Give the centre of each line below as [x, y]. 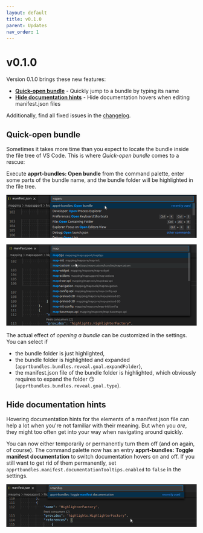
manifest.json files [38, 104]
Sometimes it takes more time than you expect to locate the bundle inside [98, 149]
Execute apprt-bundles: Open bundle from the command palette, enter [95, 173]
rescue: [16, 162]
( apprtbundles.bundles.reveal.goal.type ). [68, 386]
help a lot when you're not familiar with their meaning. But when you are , [97, 425]
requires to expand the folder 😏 [55, 379]
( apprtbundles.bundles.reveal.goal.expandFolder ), [79, 366]
